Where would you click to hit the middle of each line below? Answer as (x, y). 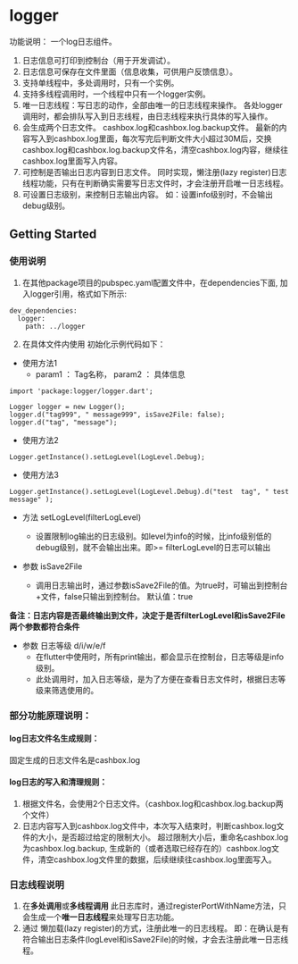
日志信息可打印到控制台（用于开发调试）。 (99, 60)
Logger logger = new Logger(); (67, 407)
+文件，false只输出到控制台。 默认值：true (114, 596)
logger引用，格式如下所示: (79, 293)
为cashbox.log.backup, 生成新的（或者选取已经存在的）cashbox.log (147, 848)
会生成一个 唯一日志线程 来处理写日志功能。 (100, 918)
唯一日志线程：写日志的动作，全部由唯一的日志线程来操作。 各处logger (153, 105)
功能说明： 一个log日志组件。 (63, 41)
